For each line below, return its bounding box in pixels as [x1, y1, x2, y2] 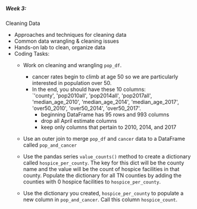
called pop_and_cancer [23, 141, 77, 148]
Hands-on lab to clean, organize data [14, 43, 105, 50]
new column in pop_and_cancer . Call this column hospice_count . [23, 196, 178, 203]
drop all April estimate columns [40, 117, 117, 124]
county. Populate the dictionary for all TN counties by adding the [23, 172, 182, 179]
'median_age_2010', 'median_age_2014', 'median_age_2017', [32, 98, 179, 105]
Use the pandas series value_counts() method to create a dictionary [23, 153, 191, 160]
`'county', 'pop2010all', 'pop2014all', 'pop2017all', [32, 92, 152, 99]
